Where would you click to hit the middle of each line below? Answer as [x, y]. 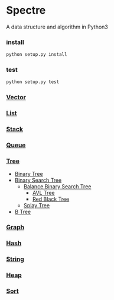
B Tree [23, 212]
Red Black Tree [51, 199]
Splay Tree [37, 206]
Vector [16, 97]
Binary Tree [29, 174]
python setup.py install [37, 55]
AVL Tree [43, 193]
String [15, 259]
